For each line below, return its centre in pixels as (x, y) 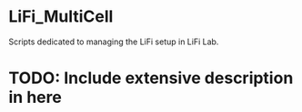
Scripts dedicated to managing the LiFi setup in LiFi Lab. (114, 42)
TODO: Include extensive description (151, 78)
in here (35, 98)
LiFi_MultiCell (61, 17)
